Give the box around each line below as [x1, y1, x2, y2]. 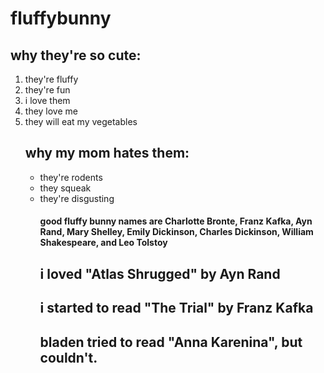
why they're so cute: [10, 47, 142, 64]
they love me [24, 105, 78, 117]
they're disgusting [39, 192, 115, 204]
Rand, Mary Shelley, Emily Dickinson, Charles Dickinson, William [39, 226, 314, 238]
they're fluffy [24, 73, 79, 85]
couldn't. [39, 349, 98, 366]
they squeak [39, 182, 92, 194]
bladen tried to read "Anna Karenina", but [39, 333, 303, 351]
